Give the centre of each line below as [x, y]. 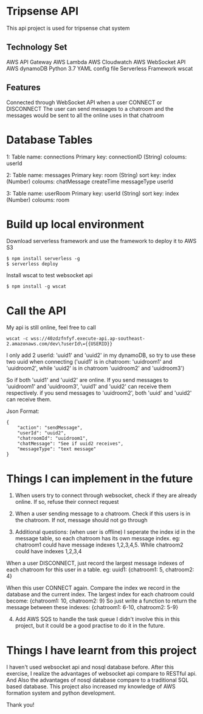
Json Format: [23, 411]
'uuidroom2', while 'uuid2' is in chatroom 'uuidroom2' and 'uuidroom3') [95, 368]
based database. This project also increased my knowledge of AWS [91, 687]
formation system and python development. [61, 693]
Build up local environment [75, 224]
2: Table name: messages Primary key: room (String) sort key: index [91, 175]
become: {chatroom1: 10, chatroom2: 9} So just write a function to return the [101, 601]
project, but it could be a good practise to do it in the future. [90, 626]
